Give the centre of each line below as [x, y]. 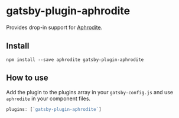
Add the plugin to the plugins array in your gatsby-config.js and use [89, 92]
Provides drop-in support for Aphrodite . [54, 27]
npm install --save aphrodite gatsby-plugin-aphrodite [75, 60]
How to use [27, 78]
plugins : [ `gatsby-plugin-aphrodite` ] [54, 109]
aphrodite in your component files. [48, 98]
